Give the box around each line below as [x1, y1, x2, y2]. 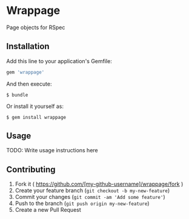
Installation [6, 41, 50, 52]
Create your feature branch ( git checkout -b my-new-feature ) [15, 187, 170, 194]
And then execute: [6, 80, 52, 87]
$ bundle [6, 92, 28, 98]
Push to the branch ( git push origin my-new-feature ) [15, 200, 150, 207]
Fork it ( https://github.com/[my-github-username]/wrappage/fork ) [15, 180, 184, 188]
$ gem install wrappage [6, 114, 67, 120]
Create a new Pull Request [15, 206, 82, 214]
